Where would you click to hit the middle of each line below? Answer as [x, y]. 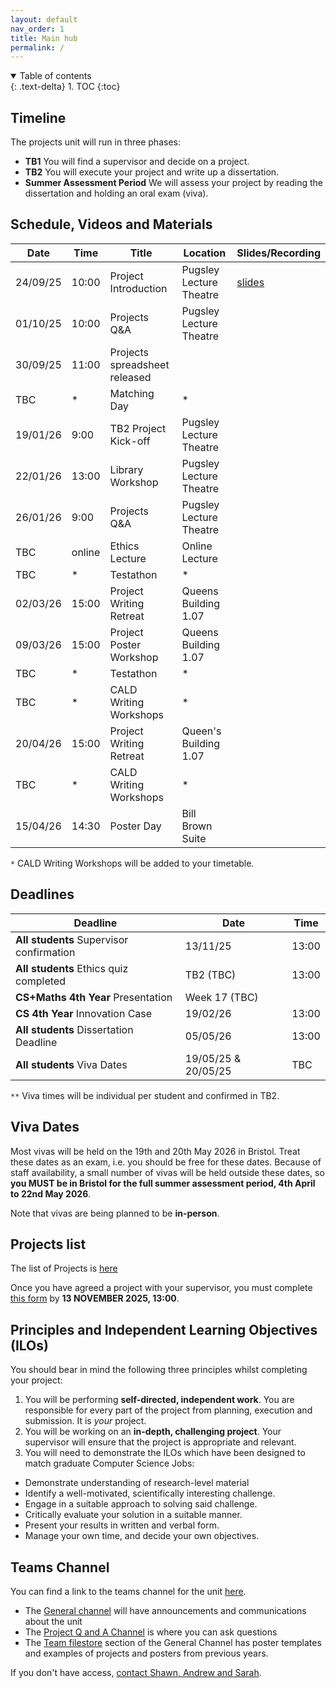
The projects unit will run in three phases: [95, 142]
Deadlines [42, 894]
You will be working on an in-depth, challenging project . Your [153, 1432]
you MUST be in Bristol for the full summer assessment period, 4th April [163, 1183]
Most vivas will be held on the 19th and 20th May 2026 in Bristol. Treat [155, 1151]
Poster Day [135, 826]
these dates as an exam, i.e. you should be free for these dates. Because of [166, 1162]
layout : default [44, 19]
